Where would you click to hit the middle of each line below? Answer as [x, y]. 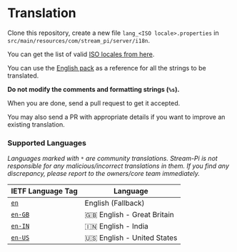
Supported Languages [47, 142]
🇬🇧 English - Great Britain [130, 215]
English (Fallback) [115, 203]
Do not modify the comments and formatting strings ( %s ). [94, 89]
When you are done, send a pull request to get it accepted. [94, 103]
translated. [23, 75]
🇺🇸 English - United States [131, 238]
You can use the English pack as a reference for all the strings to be [107, 68]
